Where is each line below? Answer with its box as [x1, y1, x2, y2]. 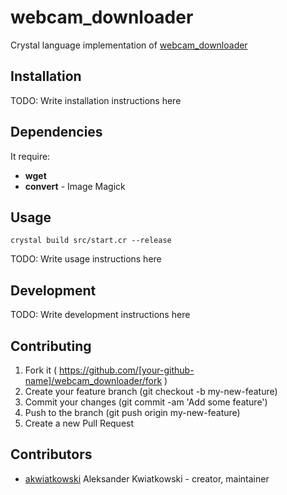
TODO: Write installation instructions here [10, 94, 182, 106]
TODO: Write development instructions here [10, 309, 191, 321]
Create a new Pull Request [24, 417, 135, 429]
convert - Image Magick [24, 180, 126, 192]
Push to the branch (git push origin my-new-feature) [24, 407, 241, 418]
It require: [10, 150, 51, 162]
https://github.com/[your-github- [58, 364, 195, 376]
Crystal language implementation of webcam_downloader [10, 39, 248, 51]
